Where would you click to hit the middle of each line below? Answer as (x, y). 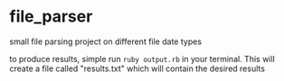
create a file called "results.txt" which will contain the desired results (137, 68)
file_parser (51, 17)
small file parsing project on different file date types (105, 41)
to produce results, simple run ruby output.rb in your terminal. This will (142, 58)
